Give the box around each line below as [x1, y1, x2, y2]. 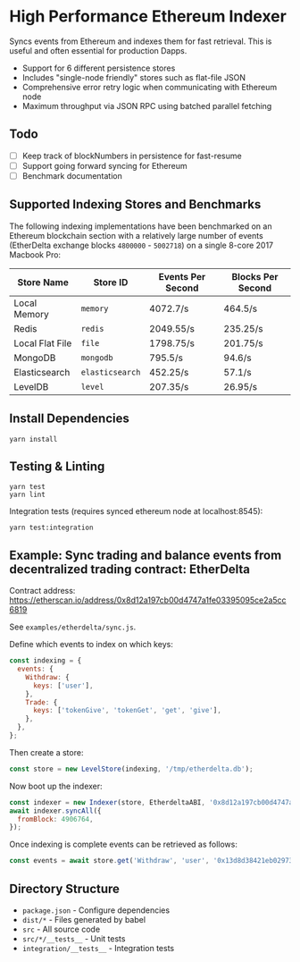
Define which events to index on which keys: [9, 639, 174, 650]
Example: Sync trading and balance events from [9, 547, 282, 562]
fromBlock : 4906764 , [17, 814, 94, 823]
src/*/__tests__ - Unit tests [21, 933, 126, 944]
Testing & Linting [9, 459, 105, 474]
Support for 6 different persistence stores [21, 63, 176, 73]
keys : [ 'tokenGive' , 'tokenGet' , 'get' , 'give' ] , [32, 706, 221, 715]
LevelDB [13, 380, 49, 392]
